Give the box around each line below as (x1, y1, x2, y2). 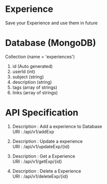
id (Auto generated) (12, 63, 53, 69)
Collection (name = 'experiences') (5, 54, 75, 60)
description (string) (12, 79, 52, 85)
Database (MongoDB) (5, 37, 96, 49)
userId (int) (12, 68, 35, 74)
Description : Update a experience (12, 138, 83, 144)
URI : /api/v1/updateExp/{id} (12, 143, 70, 149)
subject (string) (12, 73, 44, 80)
